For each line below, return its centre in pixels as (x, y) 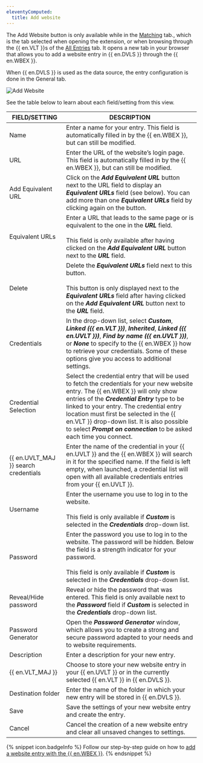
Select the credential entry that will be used (127, 376)
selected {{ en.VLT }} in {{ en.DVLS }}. (119, 679)
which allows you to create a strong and (123, 630)
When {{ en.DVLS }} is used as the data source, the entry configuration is (97, 72)
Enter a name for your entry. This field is (123, 127)
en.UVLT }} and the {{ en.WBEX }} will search (129, 454)
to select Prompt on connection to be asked (129, 429)
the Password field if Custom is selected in (127, 605)
